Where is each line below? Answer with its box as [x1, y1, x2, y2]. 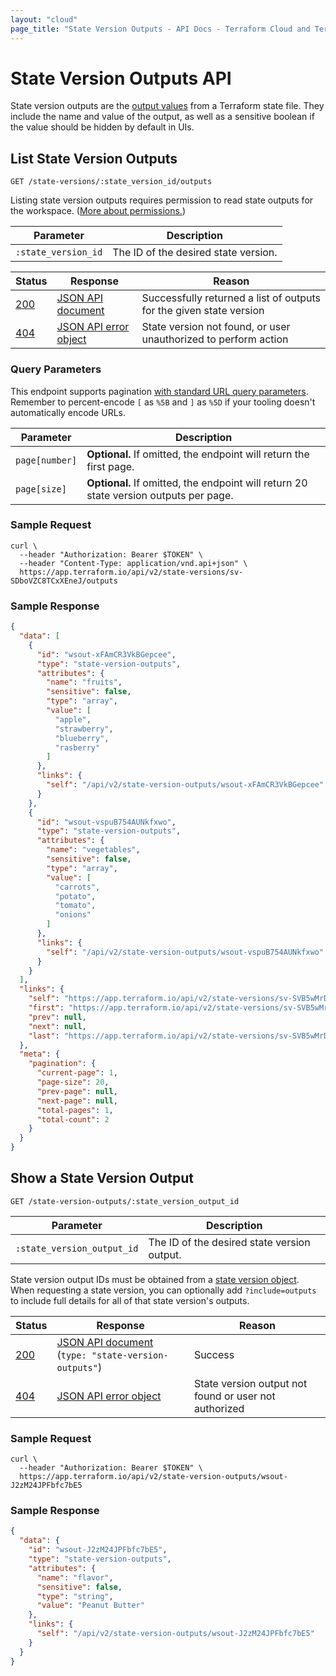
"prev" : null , [28, 1012, 87, 1022]
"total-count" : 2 [36, 1114, 110, 1125]
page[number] [15, 454, 78, 466]
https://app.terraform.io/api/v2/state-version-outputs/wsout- [19, 1472, 288, 1482]
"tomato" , [54, 901, 97, 911]
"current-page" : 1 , [36, 1068, 118, 1078]
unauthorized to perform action [141, 332, 289, 346]
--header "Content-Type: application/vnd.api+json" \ [19, 558, 248, 568]
